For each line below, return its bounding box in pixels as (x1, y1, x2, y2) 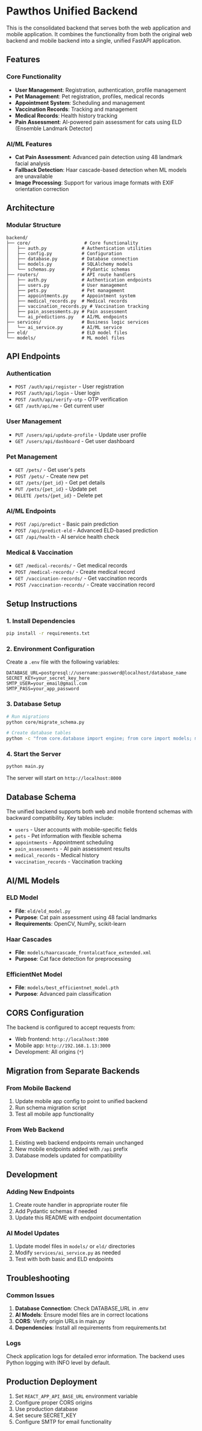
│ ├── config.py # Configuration (6, 250, 122, 257)
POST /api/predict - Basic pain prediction (14, 520, 119, 528)
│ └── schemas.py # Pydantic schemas (6, 266, 130, 272)
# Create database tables (6, 730, 71, 736)
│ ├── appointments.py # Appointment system (6, 292, 136, 299)
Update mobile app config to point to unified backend (14, 1097, 148, 1104)
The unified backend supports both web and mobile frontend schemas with (6, 808, 193, 815)
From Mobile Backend (6, 1084, 71, 1092)
